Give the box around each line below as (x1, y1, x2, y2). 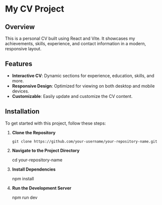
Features (5, 60, 32, 68)
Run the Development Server (12, 185, 72, 191)
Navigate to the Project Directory (12, 147, 80, 153)
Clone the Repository (12, 129, 56, 135)
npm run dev (12, 194, 38, 200)
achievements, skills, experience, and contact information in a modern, (5, 41, 146, 47)
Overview (5, 23, 35, 31)
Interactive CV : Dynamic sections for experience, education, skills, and (12, 73, 155, 79)
